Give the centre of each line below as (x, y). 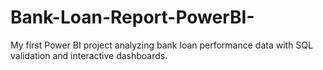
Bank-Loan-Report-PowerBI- (132, 17)
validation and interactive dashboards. (89, 55)
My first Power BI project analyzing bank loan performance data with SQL (161, 45)
